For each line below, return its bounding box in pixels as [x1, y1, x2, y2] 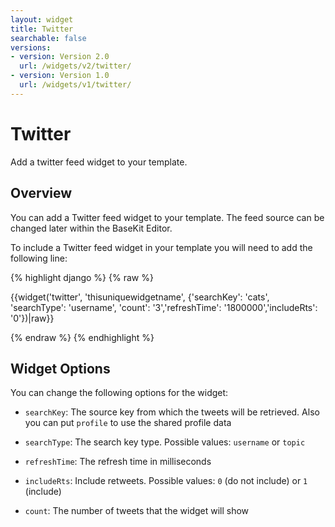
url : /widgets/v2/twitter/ [19, 61, 132, 71]
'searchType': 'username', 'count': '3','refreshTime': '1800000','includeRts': [10, 301, 318, 313]
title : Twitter [10, 24, 74, 34]
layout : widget [10, 14, 74, 25]
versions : [10, 42, 52, 53]
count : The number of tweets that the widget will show [24, 505, 250, 517]
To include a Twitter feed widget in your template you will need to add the [10, 241, 313, 253]
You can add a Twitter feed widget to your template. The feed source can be [10, 211, 325, 223]
